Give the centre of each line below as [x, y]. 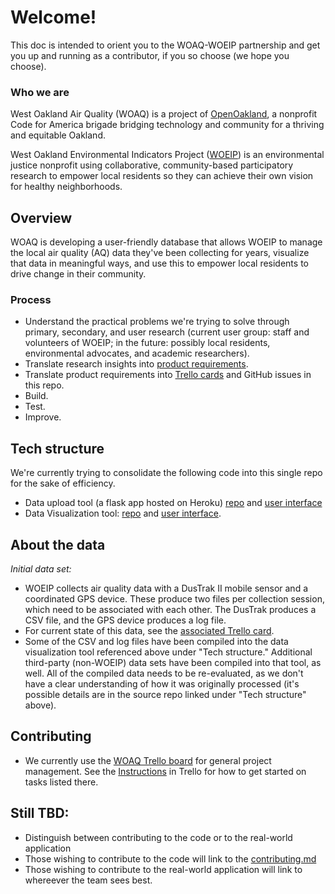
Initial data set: [41, 568]
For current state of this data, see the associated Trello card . [149, 630]
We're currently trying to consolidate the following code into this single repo [166, 473]
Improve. [43, 417]
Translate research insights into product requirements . [136, 364]
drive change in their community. [78, 274]
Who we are [40, 92]
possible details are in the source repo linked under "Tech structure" [165, 694]
